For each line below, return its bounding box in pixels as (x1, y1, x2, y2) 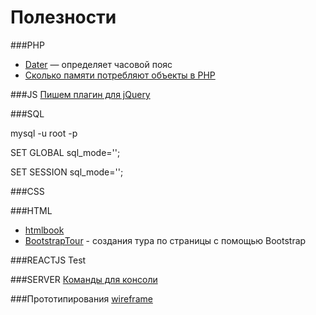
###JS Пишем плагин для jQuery (10, 88, 151, 100)
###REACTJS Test (10, 254, 87, 266)
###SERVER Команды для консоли (10, 273, 158, 285)
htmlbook (24, 224, 65, 236)
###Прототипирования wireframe (10, 292, 153, 305)
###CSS (10, 185, 45, 197)
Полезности (10, 6, 117, 29)
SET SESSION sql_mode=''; (10, 166, 124, 178)
